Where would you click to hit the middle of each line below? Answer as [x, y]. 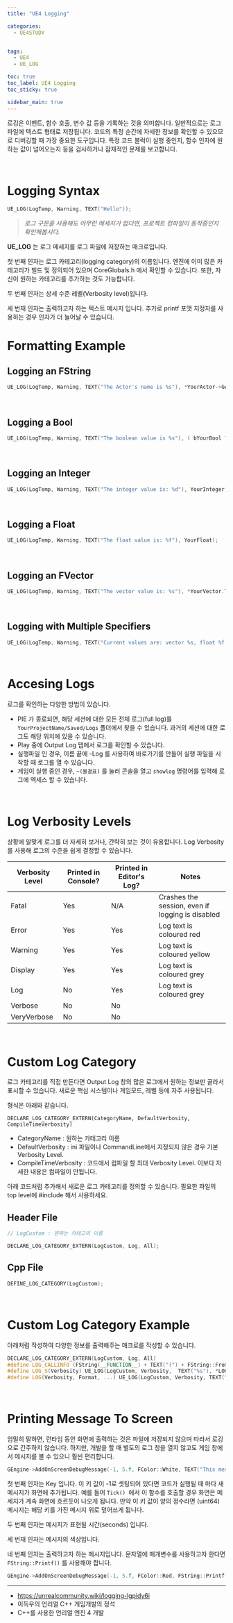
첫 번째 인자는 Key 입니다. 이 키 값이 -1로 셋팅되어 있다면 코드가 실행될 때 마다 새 [115, 1483]
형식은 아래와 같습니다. [38, 1106]
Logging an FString [49, 371]
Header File [33, 1217]
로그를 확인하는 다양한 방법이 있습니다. [59, 704]
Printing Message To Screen [90, 1419]
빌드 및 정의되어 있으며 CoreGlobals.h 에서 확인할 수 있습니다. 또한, [122, 270]
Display [23, 969]
